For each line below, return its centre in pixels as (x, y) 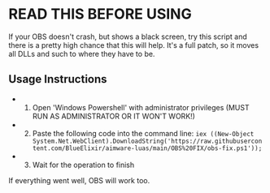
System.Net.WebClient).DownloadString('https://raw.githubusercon (147, 141)
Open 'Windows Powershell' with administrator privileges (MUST (141, 107)
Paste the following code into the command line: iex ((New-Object (143, 133)
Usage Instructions (58, 79)
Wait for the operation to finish (83, 165)
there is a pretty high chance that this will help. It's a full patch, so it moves (133, 45)
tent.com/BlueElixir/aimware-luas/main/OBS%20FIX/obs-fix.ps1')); (147, 148)
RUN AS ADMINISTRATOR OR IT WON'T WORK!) (113, 116)
